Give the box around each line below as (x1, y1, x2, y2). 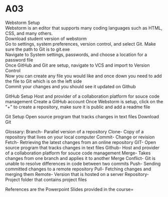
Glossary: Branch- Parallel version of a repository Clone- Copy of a (5, 128, 144, 134)
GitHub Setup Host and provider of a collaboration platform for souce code (5, 93, 160, 99)
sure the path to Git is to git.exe (5, 46, 70, 52)
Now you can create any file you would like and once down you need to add (5, 73, 162, 79)
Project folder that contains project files (5, 176, 87, 182)
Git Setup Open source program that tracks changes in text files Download (5, 113, 159, 119)
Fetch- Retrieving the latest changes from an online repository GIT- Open (5, 139, 156, 145)
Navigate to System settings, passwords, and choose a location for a (5, 51, 147, 58)
